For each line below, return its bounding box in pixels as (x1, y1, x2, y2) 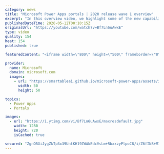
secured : (5, 141, 23, 146)
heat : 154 (5, 39, 25, 44)
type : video (5, 30, 29, 34)
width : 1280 (14, 123, 38, 129)
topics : (5, 97, 21, 102)
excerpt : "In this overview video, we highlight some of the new (5, 16, 141, 21)
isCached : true (14, 132, 45, 137)
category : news (5, 7, 36, 12)
